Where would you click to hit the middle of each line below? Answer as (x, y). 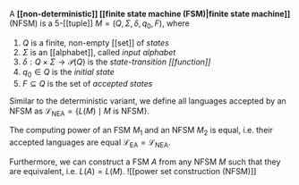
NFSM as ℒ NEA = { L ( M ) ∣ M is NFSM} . (80, 112)
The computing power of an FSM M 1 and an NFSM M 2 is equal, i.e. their (141, 131)
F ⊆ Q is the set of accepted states (87, 83)
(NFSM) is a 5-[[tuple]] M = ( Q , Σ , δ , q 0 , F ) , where (100, 24)
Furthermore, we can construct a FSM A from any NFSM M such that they (145, 162)
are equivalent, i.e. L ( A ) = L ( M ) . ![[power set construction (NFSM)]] (133, 171)
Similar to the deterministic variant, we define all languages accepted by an (148, 101)
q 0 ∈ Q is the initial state (68, 73)
